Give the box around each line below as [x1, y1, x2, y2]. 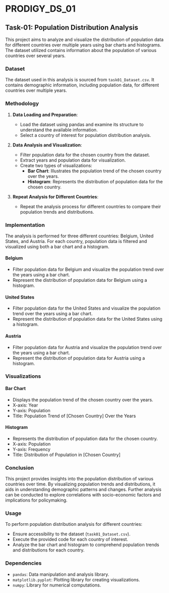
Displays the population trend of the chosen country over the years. [12, 397, 153, 403]
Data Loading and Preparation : [12, 112, 78, 118]
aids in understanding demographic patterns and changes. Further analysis [5, 486, 161, 492]
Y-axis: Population [12, 407, 50, 413]
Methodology [5, 100, 39, 107]
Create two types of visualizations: [20, 162, 92, 168]
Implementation [5, 221, 45, 228]
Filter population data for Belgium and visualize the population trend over [12, 266, 164, 273]
